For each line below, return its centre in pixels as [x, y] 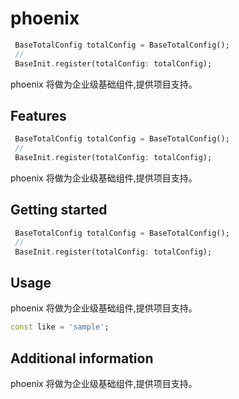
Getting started [59, 210]
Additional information [82, 358]
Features [38, 115]
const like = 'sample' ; [60, 327]
